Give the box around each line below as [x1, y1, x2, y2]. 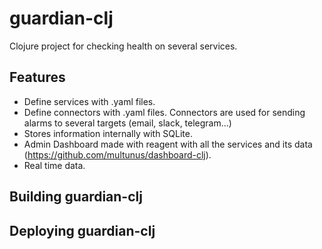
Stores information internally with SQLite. [23, 127, 193, 139]
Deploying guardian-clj [9, 222, 156, 239]
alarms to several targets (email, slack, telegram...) [23, 117, 232, 129]
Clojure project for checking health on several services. [9, 40, 238, 52]
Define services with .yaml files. [23, 95, 156, 107]
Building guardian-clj [9, 188, 143, 206]
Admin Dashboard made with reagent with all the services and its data [23, 138, 313, 150]
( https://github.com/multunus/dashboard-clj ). [23, 148, 212, 161]
